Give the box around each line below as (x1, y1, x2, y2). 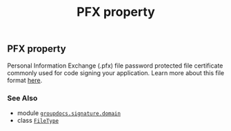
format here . (7, 76, 43, 84)
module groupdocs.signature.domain (17, 108, 121, 117)
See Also (7, 93, 38, 103)
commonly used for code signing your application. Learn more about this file (7, 68, 225, 77)
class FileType (17, 116, 59, 124)
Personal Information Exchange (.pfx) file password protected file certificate (7, 61, 223, 70)
